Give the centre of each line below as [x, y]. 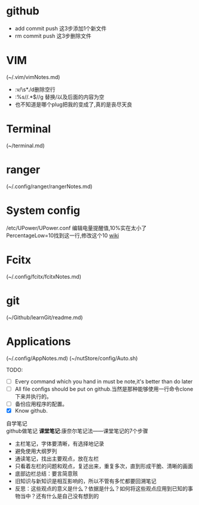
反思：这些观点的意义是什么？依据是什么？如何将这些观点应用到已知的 [101, 488]
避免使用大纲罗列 [36, 451]
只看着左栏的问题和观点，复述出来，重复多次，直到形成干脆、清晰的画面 [104, 466]
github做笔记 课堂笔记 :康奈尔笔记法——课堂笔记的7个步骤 [77, 431]
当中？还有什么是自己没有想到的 [59, 496]
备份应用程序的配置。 [41, 404]
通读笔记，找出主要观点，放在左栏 [57, 458]
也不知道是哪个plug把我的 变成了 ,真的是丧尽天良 [74, 104]
